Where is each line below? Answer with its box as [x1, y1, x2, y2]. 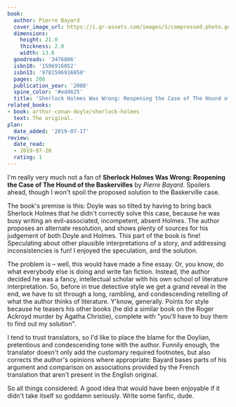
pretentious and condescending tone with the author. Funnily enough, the [7, 340, 220, 349]
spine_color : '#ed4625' [13, 88, 83, 95]
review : [7, 134, 30, 141]
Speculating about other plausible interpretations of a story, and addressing [7, 239, 226, 247]
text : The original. [13, 114, 74, 121]
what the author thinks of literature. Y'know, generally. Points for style [7, 297, 209, 305]
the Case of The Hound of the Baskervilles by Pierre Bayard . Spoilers [7, 180, 211, 189]
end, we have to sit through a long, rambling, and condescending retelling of [7, 289, 228, 298]
